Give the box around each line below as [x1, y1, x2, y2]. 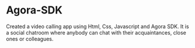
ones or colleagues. [6, 35, 54, 42]
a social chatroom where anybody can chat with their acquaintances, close [6, 29, 187, 36]
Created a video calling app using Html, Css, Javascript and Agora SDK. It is [6, 23, 189, 30]
